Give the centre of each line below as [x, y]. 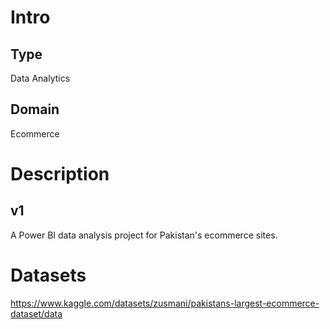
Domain [35, 109]
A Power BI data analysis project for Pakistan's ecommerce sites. [144, 235]
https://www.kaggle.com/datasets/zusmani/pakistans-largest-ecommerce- [165, 303]
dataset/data [36, 313]
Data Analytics [40, 78]
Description [60, 174]
